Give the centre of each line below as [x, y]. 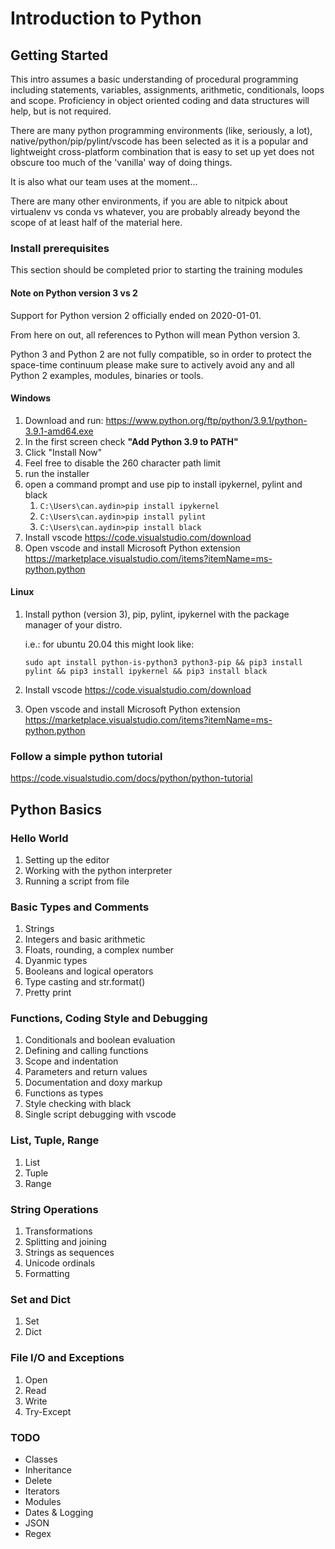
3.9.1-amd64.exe [59, 431]
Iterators [42, 1491]
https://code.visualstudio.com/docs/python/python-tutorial [131, 778]
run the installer [57, 473]
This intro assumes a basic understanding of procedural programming [154, 79]
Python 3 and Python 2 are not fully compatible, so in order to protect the [161, 354]
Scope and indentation [71, 1061]
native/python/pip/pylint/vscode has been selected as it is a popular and [159, 141]
